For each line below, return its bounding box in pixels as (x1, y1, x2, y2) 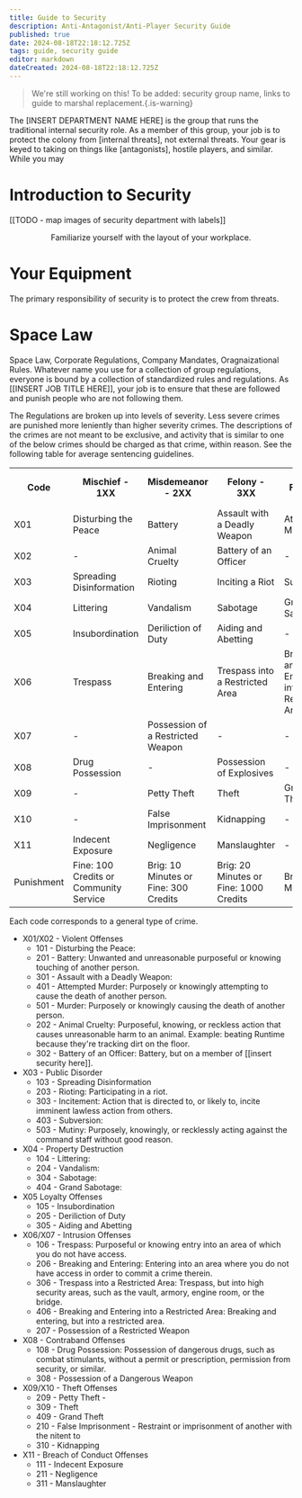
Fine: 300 (147, 881, 189, 893)
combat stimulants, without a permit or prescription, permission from (35, 1353, 290, 1364)
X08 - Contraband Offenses (22, 1334, 126, 1345)
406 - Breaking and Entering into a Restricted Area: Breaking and (35, 1305, 277, 1316)
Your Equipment (9, 264, 132, 283)
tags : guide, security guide (9, 47, 119, 56)
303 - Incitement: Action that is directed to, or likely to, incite (35, 1095, 261, 1107)
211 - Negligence (35, 1468, 99, 1479)
